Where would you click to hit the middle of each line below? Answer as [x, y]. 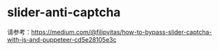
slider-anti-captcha [64, 12]
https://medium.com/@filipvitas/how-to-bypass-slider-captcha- [122, 32]
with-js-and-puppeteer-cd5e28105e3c [62, 39]
